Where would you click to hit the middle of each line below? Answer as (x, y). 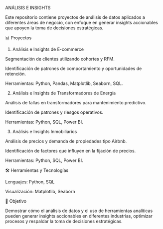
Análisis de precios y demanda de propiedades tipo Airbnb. (66, 141)
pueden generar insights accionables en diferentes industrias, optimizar (79, 216)
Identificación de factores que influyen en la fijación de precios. (71, 151)
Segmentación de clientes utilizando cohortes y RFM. (60, 59)
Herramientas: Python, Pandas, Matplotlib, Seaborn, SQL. (64, 83)
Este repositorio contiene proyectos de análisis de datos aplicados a (75, 17)
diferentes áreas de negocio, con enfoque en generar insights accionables (81, 23)
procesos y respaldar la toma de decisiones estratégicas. (64, 221)
